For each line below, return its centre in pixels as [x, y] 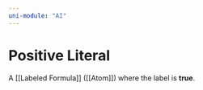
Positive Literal [59, 55]
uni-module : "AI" [38, 16]
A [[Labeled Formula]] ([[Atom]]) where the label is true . [102, 78]
